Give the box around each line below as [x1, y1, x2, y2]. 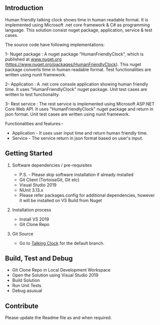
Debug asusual [12, 288, 42, 293]
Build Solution [12, 277, 40, 283]
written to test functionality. [5, 91, 60, 97]
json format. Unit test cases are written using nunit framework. [5, 111, 130, 117]
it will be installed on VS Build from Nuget [19, 197, 102, 203]
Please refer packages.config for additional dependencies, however [19, 192, 155, 198]
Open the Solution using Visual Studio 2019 [12, 272, 98, 278]
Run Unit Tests [12, 283, 42, 289]
